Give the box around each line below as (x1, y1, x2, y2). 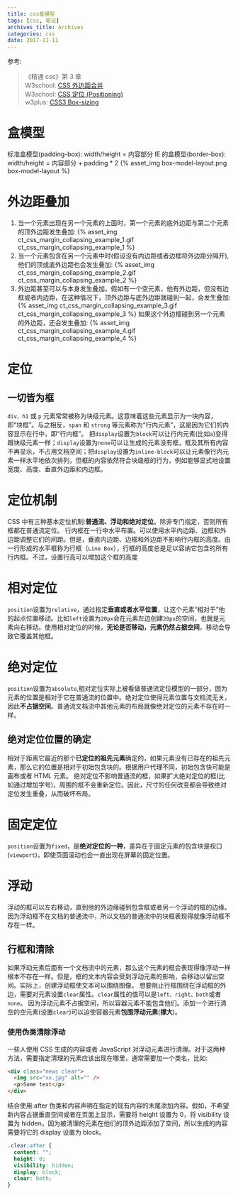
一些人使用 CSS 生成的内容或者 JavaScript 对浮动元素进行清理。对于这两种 (7, 1044, 226, 1053)
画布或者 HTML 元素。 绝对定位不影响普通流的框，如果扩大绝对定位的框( (7, 771, 219, 780)
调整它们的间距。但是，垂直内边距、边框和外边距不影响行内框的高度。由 (19, 535, 231, 543)
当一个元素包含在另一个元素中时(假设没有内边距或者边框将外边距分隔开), (17, 251, 229, 260)
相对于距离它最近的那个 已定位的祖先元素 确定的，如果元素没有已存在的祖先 (7, 753, 225, 762)
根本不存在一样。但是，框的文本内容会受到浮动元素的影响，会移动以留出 (7, 972, 218, 981)
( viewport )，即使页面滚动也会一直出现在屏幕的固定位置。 (7, 850, 174, 859)
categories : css (7, 30, 55, 38)
